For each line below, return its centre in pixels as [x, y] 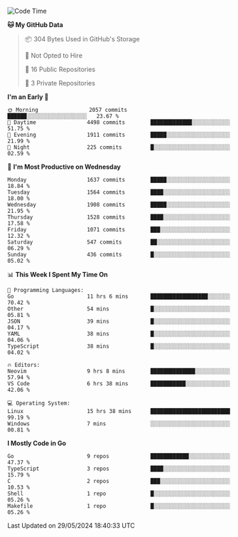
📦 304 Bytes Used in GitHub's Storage [82, 39]
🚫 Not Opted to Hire [54, 56]
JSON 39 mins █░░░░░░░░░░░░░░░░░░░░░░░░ [119, 321]
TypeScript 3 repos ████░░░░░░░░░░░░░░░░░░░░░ [119, 469]
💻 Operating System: [39, 403]
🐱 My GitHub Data [36, 25]
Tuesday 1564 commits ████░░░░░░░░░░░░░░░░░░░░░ [119, 192]
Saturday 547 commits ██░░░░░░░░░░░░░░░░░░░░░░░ [119, 242]
